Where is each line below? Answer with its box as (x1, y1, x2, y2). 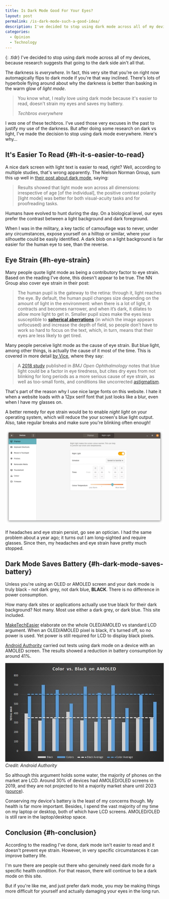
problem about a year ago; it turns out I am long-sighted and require (5, 534, 146, 541)
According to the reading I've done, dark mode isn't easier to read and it (5, 842, 155, 848)
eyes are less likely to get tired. (17, 332, 82, 338)
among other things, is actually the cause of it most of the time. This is (5, 347, 151, 353)
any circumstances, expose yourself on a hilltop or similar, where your (5, 230, 150, 236)
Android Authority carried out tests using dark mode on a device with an (5, 642, 155, 648)
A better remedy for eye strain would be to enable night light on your (5, 409, 147, 415)
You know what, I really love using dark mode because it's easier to (17, 95, 157, 101)
